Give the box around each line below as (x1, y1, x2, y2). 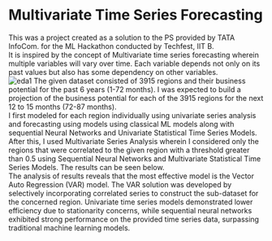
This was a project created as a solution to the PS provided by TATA (8, 33, 235, 42)
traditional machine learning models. (8, 222, 131, 233)
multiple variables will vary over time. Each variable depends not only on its (8, 59, 261, 68)
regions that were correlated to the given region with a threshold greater (8, 145, 250, 155)
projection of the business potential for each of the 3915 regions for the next (8, 93, 264, 103)
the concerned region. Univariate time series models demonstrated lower (8, 197, 253, 207)
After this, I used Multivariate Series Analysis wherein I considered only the (8, 136, 260, 146)
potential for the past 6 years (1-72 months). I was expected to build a (8, 84, 241, 94)
